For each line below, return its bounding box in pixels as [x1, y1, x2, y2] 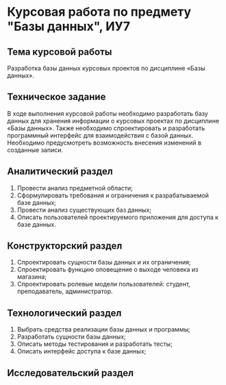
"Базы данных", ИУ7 [7, 18, 131, 34]
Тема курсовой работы [7, 46, 112, 58]
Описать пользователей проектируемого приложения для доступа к [16, 213, 219, 221]
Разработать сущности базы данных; [16, 333, 127, 341]
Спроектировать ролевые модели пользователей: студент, [16, 280, 190, 288]
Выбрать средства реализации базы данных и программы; [16, 325, 190, 334]
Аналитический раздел [7, 166, 113, 177]
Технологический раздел [7, 307, 122, 319]
